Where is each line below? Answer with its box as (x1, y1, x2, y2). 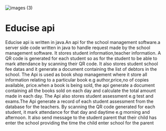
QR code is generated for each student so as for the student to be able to (5, 55, 157, 61)
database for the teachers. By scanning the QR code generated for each (5, 104, 155, 110)
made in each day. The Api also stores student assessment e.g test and (5, 93, 154, 99)
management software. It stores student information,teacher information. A (5, 50, 161, 56)
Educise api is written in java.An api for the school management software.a (5, 39, 160, 45)
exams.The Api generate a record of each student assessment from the (5, 98, 154, 104)
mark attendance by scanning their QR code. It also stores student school (5, 61, 158, 67)
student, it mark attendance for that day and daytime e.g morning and (5, 109, 150, 115)
